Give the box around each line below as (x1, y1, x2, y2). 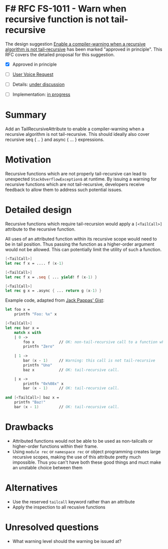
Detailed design (5, 204, 72, 216)
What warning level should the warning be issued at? (12, 538, 121, 544)
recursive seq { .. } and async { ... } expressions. (5, 136, 104, 143)
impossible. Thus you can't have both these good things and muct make (12, 459, 161, 465)
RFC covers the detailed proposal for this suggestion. (5, 51, 115, 58)
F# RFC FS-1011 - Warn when (5, 3, 126, 15)
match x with (14, 330, 41, 335)
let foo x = (5, 307, 30, 312)
